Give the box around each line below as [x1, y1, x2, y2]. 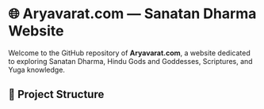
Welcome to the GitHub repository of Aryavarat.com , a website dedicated [8, 48, 251, 58]
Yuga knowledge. [8, 65, 66, 74]
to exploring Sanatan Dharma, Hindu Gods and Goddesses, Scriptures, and [8, 56, 253, 66]
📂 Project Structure [8, 88, 105, 101]
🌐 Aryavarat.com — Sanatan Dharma [8, 5, 257, 23]
